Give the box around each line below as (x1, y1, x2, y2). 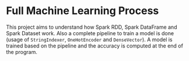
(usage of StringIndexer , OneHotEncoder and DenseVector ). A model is (6, 36, 173, 43)
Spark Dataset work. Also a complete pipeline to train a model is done (6, 29, 174, 36)
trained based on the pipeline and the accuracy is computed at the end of (6, 42, 183, 49)
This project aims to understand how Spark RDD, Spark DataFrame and (6, 23, 177, 30)
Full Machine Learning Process (6, 4, 159, 18)
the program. (6, 48, 37, 55)
